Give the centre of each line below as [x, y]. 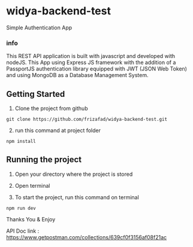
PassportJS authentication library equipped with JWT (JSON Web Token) [97, 69]
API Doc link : [23, 231]
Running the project [44, 160]
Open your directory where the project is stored [74, 174]
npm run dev [21, 208]
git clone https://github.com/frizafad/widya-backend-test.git [87, 120]
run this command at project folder [58, 130]
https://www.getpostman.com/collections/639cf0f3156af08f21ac [87, 237]
